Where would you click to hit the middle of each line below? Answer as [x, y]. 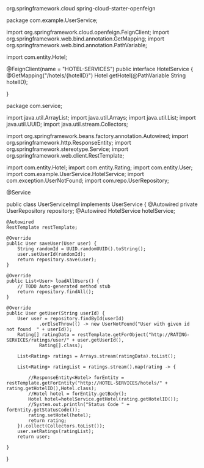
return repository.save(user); [57, 259]
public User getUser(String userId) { [56, 313]
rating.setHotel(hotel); [60, 415]
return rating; [48, 421]
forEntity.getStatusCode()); [43, 410]
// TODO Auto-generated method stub [64, 286]
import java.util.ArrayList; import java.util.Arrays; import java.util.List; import [101, 117]
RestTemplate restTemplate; [42, 228]
